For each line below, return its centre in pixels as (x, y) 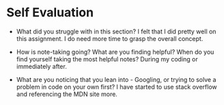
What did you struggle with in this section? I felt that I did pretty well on (116, 31)
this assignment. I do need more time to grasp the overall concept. (110, 38)
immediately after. (42, 66)
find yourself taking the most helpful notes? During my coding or (107, 59)
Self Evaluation (50, 13)
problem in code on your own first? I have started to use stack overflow (117, 87)
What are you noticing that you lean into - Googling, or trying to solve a (116, 79)
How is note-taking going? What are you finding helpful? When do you (115, 52)
